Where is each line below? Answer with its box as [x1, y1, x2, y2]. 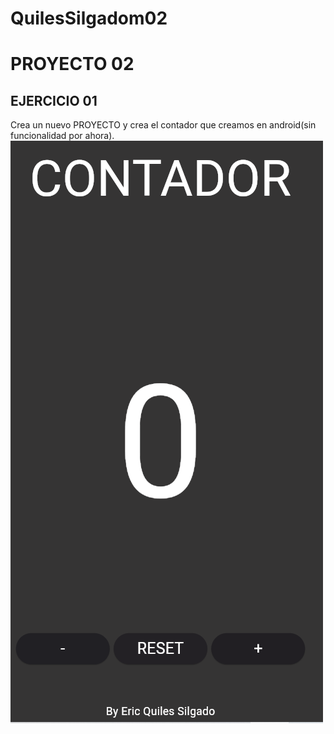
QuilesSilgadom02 [10, 7, 168, 30]
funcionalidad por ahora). [10, 130, 115, 142]
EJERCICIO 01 [10, 92, 98, 109]
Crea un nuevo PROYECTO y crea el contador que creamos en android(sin [10, 119, 317, 131]
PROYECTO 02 [10, 53, 135, 76]
